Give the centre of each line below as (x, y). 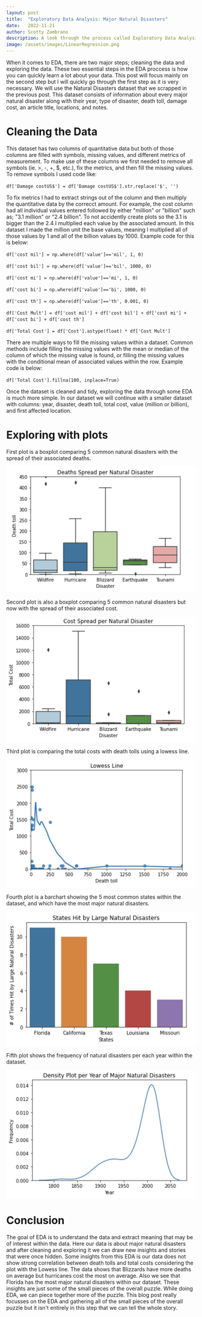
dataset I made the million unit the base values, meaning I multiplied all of (97, 229)
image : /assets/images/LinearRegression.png (63, 45)
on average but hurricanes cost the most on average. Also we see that (93, 1276)
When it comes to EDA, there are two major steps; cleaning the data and (96, 62)
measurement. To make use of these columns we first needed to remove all (99, 161)
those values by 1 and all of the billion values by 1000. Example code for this (100, 236)
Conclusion (35, 1221)
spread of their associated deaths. (49, 458)
